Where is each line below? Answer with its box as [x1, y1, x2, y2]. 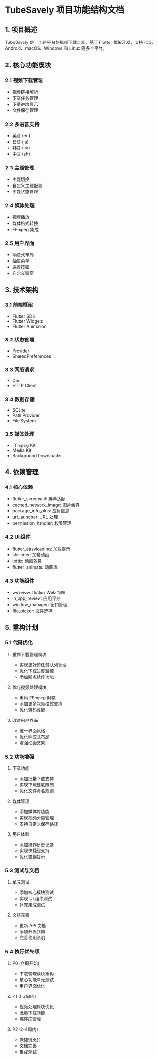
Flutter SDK [12, 313, 36, 319]
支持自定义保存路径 [19, 821, 59, 827]
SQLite [12, 407, 26, 413]
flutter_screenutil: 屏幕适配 [12, 496, 66, 502]
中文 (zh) [12, 151, 30, 157]
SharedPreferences [12, 353, 51, 359]
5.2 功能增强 [5, 753, 34, 760]
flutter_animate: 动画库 [12, 564, 58, 570]
